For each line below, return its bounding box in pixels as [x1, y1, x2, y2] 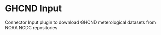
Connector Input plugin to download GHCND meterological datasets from [5, 19, 156, 25]
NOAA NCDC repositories [5, 24, 58, 30]
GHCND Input [5, 3, 62, 14]
